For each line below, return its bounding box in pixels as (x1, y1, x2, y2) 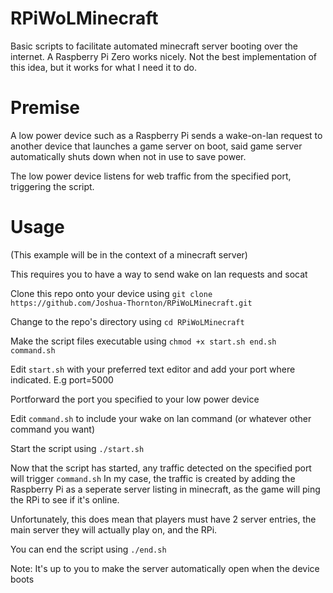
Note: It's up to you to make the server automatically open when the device (10, 562, 320, 574)
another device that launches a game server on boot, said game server (10, 140, 303, 152)
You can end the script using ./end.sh (10, 543, 167, 555)
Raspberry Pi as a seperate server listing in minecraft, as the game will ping (10, 483, 321, 495)
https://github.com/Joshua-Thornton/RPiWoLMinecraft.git (10, 298, 253, 308)
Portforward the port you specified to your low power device (10, 393, 260, 405)
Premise (10, 97, 81, 119)
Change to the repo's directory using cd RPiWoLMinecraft (10, 315, 245, 327)
